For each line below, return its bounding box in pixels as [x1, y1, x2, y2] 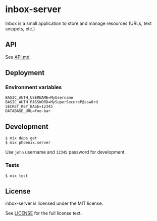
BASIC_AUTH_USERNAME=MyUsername [5, 95, 73, 100]
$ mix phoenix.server [5, 140, 51, 145]
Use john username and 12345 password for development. [5, 149, 126, 155]
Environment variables [5, 84, 62, 91]
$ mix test [5, 173, 28, 178]
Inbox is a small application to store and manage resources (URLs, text [5, 20, 152, 26]
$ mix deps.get [5, 136, 37, 141]
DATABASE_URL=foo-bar [5, 108, 51, 114]
